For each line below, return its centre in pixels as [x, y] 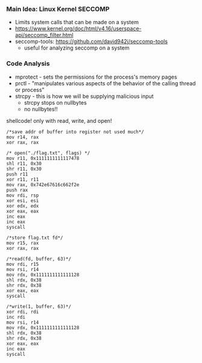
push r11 [17, 174]
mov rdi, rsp [23, 195]
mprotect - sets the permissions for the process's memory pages [96, 77]
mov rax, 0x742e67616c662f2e [43, 185]
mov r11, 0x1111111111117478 [43, 158]
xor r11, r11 [23, 179]
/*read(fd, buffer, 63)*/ [39, 259]
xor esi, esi [23, 201]
